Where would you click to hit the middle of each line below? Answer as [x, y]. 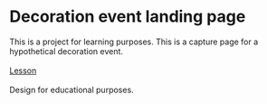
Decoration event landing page [128, 17]
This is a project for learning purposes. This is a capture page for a [134, 42]
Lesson [23, 71]
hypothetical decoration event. [67, 51]
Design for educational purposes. [72, 90]
